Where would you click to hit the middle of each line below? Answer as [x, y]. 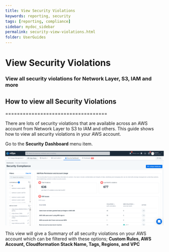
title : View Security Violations [40, 11]
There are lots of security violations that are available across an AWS [76, 123]
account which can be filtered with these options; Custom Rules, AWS [78, 239]
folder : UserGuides [26, 37]
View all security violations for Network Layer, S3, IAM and [78, 79]
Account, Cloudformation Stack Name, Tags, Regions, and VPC [72, 244]
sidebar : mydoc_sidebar [30, 27]
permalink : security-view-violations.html [50, 32]
